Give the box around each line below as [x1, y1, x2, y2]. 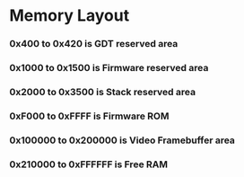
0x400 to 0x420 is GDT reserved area [9, 38, 179, 50]
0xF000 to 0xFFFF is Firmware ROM [9, 110, 170, 122]
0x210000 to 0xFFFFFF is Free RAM [9, 158, 169, 171]
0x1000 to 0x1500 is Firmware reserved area [9, 62, 209, 75]
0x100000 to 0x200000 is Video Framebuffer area [9, 134, 236, 146]
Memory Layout [9, 5, 130, 26]
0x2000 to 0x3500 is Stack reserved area [9, 85, 196, 98]
